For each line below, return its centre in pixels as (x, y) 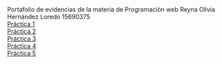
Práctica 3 (22, 39)
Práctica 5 (22, 53)
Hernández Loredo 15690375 (49, 17)
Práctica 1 (21, 24)
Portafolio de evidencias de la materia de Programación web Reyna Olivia (111, 9)
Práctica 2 (22, 31)
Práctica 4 (22, 46)
